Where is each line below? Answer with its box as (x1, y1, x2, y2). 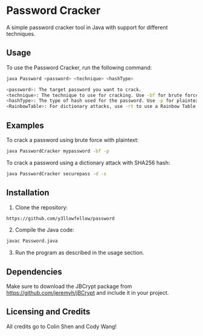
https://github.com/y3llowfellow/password (6, 215, 115, 221)
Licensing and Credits (6, 307, 91, 317)
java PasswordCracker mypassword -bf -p (6, 148, 110, 154)
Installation (6, 187, 50, 198)
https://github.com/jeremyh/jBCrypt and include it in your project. (6, 289, 169, 297)
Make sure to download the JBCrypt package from (6, 283, 132, 290)
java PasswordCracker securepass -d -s (6, 170, 107, 176)
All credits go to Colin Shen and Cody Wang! (6, 323, 117, 330)
